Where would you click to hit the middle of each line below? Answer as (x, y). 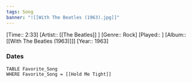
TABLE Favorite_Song (32, 69)
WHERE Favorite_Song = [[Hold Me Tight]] (59, 74)
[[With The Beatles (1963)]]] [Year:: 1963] (57, 41)
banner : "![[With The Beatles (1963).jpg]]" (63, 17)
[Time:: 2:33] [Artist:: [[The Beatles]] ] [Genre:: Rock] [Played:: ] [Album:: (96, 34)
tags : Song (20, 12)
